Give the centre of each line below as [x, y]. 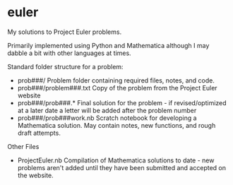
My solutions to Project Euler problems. [65, 32]
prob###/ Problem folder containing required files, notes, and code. [116, 80]
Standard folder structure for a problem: [65, 66]
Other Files [23, 146]
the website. [36, 175]
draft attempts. [39, 133]
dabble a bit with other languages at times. [70, 53]
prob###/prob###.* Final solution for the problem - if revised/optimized [122, 102]
